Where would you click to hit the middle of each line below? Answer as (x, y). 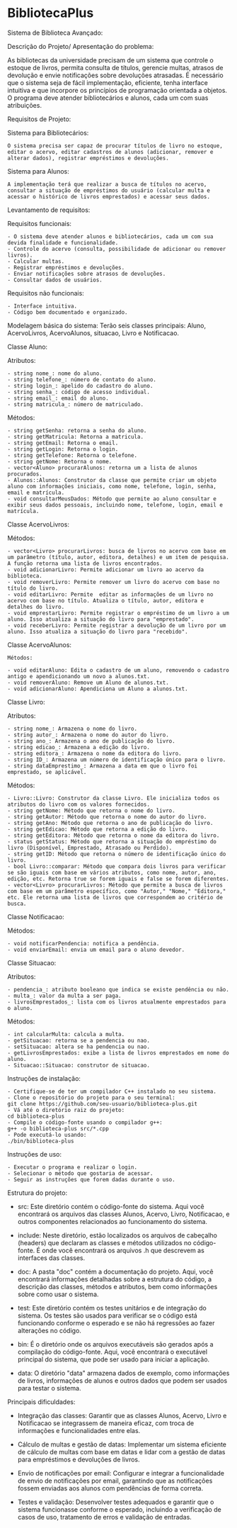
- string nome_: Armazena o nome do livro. (73, 729)
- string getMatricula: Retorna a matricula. (75, 437)
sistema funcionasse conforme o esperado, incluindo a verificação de (119, 1509)
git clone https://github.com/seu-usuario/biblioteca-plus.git (103, 1103)
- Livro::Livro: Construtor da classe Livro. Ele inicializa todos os (114, 798)
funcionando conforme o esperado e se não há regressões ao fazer (116, 1322)
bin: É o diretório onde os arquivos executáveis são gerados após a (115, 1344)
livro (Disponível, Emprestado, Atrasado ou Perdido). (90, 848)
